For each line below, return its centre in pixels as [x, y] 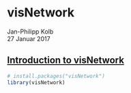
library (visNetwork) [37, 82]
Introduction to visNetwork [66, 61]
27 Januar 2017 [29, 38]
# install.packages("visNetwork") [56, 76]
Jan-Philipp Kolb [30, 31]
